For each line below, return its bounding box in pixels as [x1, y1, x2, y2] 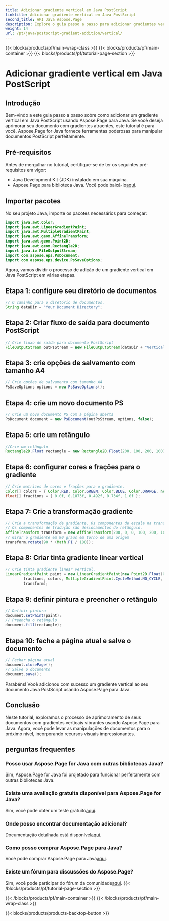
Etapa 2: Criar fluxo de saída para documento [5, 319, 150, 327]
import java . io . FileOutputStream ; [5, 248, 78, 253]
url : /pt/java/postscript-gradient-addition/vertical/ [5, 31, 123, 36]
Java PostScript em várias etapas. [5, 272, 76, 278]
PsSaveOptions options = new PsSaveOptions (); [5, 384, 105, 390]
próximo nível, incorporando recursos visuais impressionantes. [5, 731, 135, 737]
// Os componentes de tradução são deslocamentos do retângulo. [5, 525, 143, 530]
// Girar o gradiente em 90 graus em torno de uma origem [5, 535, 129, 540]
